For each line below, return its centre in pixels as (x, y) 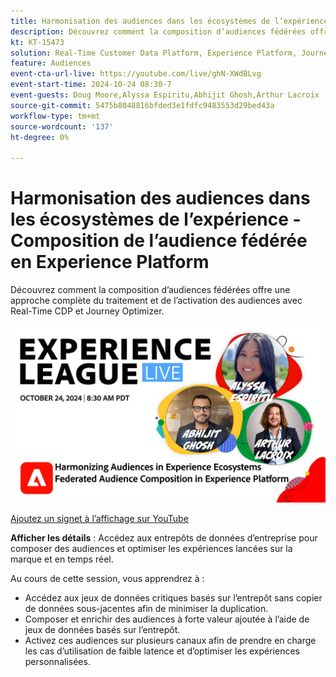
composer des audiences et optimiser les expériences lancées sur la (151, 548)
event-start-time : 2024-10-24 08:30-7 (91, 85)
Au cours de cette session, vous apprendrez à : (107, 578)
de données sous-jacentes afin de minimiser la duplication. (146, 608)
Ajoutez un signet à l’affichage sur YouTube (99, 518)
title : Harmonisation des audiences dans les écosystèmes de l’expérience (169, 21)
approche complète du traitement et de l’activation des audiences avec (156, 301)
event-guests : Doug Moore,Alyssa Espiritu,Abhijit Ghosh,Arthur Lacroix (165, 95)
